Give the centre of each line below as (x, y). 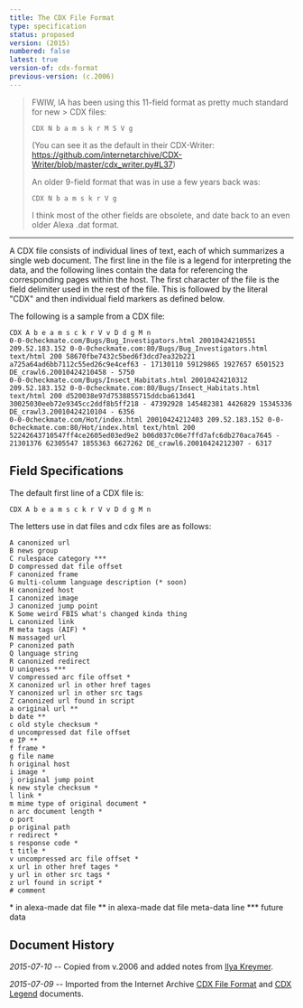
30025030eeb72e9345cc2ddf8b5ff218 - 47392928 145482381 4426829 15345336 (151, 404)
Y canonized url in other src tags (76, 693)
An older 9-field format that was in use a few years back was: (146, 182)
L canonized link (42, 621)
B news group (34, 551)
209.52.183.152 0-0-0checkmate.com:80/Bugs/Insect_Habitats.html (134, 388)
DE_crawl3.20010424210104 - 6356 (72, 412)
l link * (26, 796)
